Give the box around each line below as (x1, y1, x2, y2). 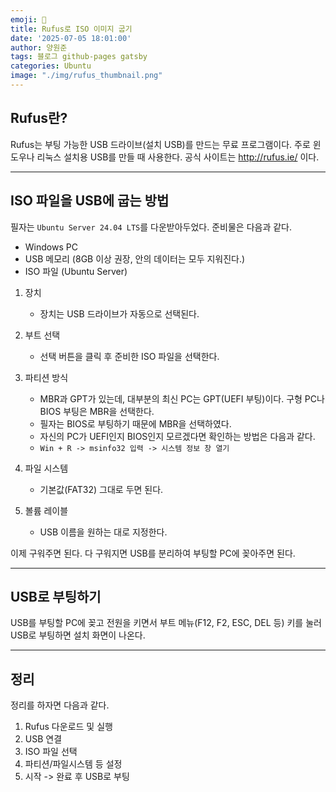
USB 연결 (24, 733, 63, 745)
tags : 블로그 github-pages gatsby (10, 52, 148, 62)
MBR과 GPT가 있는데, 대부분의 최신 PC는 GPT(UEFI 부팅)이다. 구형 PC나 (39, 392, 325, 405)
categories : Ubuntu (10, 61, 92, 71)
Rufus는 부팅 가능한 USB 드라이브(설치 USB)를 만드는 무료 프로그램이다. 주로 (10, 138, 311, 150)
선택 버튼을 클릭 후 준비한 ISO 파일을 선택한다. (39, 350, 220, 362)
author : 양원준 (10, 42, 68, 53)
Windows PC (24, 241, 78, 253)
